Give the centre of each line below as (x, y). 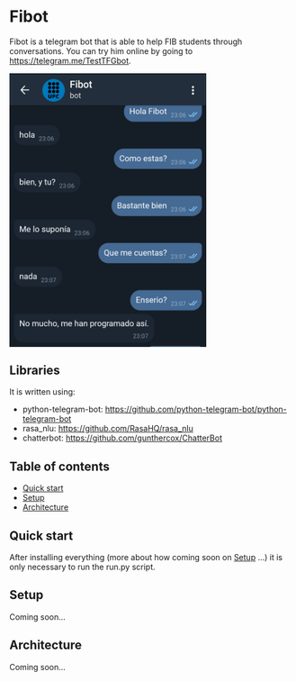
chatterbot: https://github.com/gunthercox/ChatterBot (122, 438)
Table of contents (59, 466)
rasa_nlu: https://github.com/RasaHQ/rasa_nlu (108, 429)
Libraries (35, 370)
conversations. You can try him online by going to (101, 50)
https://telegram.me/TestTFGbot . (71, 60)
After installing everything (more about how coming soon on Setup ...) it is (146, 557)
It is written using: (42, 392)
